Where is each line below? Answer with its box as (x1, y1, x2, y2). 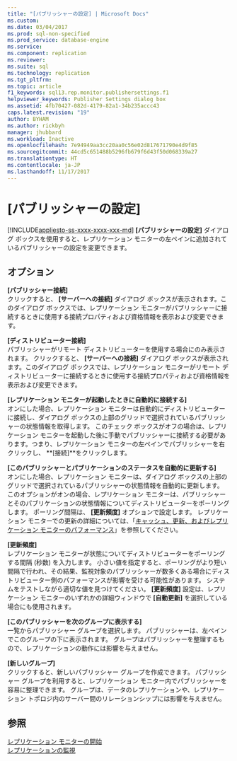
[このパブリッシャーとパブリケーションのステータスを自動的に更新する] (7, 464, 217, 472)
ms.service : (7, 43, 42, 50)
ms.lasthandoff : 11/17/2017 (7, 168, 91, 175)
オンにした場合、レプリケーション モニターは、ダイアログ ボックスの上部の (7, 472, 228, 481)
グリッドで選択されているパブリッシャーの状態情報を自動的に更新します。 (7, 482, 224, 490)
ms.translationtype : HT (7, 155, 78, 163)
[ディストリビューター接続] (7, 337, 86, 345)
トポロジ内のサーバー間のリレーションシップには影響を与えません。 (27, 695, 226, 703)
